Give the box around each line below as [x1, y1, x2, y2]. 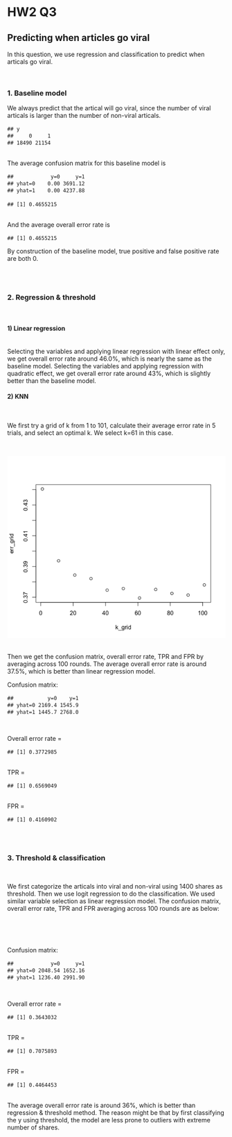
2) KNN [7, 393, 29, 401]
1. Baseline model [7, 88, 67, 98]
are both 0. [7, 255, 39, 263]
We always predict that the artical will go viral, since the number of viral [7, 104, 211, 112]
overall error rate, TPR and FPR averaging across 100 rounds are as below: [7, 905, 220, 913]
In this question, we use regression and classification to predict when [7, 50, 205, 58]
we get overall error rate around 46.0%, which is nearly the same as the [7, 354, 213, 363]
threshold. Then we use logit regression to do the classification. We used [7, 889, 215, 898]
